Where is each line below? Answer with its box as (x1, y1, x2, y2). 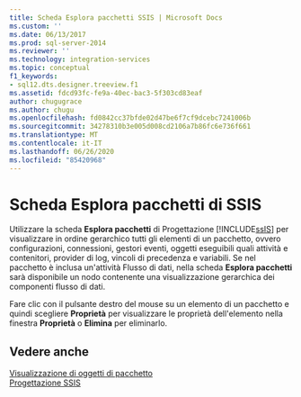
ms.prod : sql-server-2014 (9, 38, 106, 48)
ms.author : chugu (9, 105, 75, 114)
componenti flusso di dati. (9, 281, 106, 293)
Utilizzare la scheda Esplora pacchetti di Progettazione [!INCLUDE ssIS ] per (9, 224, 289, 235)
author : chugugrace (9, 96, 83, 106)
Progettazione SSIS (9, 377, 81, 388)
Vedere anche (9, 344, 90, 359)
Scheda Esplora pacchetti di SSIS (9, 194, 262, 214)
